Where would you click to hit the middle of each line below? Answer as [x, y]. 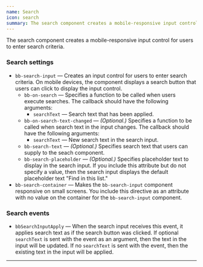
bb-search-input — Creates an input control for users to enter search [101, 76]
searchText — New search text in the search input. [96, 140]
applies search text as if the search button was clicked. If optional [97, 233]
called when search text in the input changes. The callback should [106, 127]
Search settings [30, 62]
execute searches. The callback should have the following [96, 101]
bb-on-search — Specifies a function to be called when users [100, 95]
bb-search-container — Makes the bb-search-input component [94, 184]
